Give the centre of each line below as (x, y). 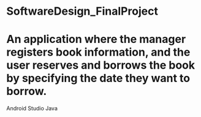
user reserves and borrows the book (101, 65)
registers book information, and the (98, 52)
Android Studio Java (32, 108)
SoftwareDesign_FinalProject (82, 11)
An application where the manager (96, 40)
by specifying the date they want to (98, 78)
